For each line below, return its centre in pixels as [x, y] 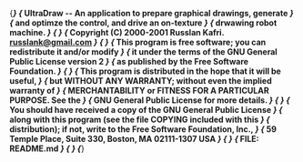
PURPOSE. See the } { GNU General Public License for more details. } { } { [150, 100]
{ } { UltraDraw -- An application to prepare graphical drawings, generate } [151, 13]
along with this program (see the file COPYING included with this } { [140, 119]
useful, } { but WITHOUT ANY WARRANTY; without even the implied [141, 81]
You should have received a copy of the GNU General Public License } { [146, 110]
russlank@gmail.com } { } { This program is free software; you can [138, 42]
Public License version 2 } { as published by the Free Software [129, 61]
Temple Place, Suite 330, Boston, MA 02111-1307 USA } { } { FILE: [134, 139]
